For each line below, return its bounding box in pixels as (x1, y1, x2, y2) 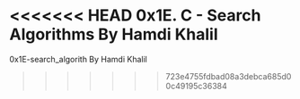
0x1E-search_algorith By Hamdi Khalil (9, 54, 148, 64)
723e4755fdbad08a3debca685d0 (165, 70, 292, 81)
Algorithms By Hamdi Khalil (9, 24, 218, 45)
